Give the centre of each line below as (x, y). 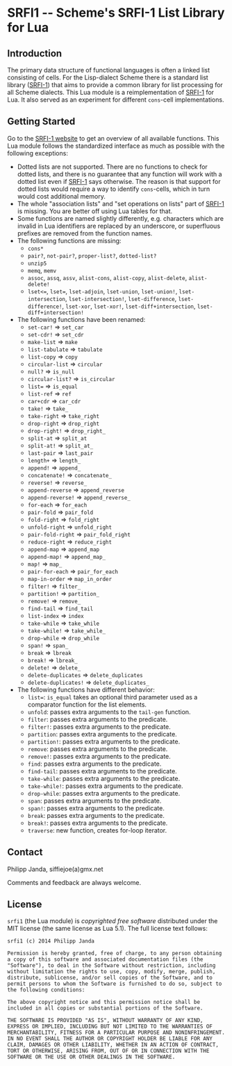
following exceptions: (38, 153)
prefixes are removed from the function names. (85, 233)
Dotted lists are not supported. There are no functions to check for (113, 167)
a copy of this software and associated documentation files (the (105, 959)
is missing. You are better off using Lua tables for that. (94, 211)
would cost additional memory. (61, 196)
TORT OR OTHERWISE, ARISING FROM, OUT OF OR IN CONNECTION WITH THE (108, 1051)
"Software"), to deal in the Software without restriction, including (111, 966)
